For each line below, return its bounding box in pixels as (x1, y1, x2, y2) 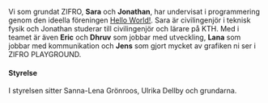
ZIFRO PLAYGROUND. (8, 50, 82, 59)
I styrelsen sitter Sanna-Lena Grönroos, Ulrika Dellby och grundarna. (8, 86, 237, 96)
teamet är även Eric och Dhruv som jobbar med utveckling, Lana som (8, 32, 241, 42)
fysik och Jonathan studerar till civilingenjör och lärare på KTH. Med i (8, 24, 240, 33)
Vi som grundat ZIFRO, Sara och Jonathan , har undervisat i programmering (8, 7, 261, 16)
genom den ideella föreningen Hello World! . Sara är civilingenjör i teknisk (8, 15, 251, 25)
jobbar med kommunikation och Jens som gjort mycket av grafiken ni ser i (8, 41, 257, 51)
